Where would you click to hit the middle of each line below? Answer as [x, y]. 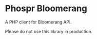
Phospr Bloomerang [46, 9]
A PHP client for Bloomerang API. [39, 22]
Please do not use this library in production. [49, 31]
